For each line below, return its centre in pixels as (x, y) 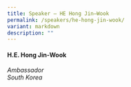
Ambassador (26, 70)
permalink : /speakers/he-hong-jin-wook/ (66, 20)
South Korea (25, 77)
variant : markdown (33, 26)
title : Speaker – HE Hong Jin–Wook (58, 13)
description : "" (30, 33)
